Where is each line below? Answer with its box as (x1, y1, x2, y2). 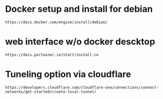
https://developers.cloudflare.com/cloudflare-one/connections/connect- (5, 85, 159, 90)
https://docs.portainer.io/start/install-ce (5, 52, 99, 57)
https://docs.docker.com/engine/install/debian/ (5, 20, 108, 25)
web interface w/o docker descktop (5, 36, 156, 47)
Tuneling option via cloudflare (5, 69, 131, 80)
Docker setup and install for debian (5, 3, 153, 15)
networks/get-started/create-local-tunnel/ (5, 89, 97, 94)
